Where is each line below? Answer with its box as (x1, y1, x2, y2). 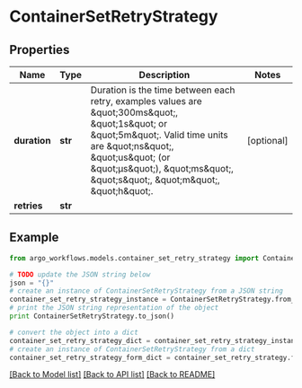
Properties (9, 42, 70, 57)
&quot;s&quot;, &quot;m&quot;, (90, 173, 220, 186)
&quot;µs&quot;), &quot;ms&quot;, (90, 163, 234, 174)
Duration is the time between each (90, 84, 235, 96)
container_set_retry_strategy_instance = (9, 295, 167, 304)
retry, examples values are (90, 95, 202, 107)
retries (13, 199, 43, 212)
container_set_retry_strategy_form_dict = (9, 353, 171, 362)
